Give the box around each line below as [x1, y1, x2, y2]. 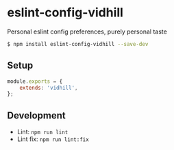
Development [7, 110, 66, 121]
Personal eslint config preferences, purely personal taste [7, 27, 168, 36]
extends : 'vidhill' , [19, 84, 78, 91]
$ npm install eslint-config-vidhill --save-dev [7, 40, 149, 47]
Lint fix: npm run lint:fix [16, 135, 89, 143]
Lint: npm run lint [16, 128, 69, 136]
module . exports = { [7, 77, 63, 85]
